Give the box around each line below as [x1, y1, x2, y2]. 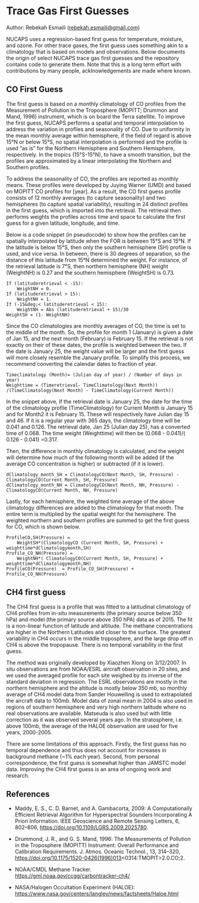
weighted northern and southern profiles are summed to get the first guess [6, 517, 189, 524]
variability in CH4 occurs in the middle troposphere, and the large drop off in [6, 635, 193, 642]
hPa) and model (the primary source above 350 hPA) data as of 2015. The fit [6, 616, 193, 623]
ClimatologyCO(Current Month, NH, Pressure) [6, 487, 118, 493]
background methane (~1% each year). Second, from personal [6, 753, 159, 760]
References [6, 789, 50, 799]
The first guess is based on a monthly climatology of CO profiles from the [6, 100, 186, 107]
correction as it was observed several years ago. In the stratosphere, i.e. [6, 716, 184, 723]
